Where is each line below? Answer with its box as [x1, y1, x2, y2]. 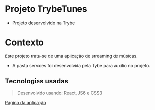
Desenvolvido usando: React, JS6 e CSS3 [17, 90, 103, 96]
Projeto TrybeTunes [5, 3, 87, 15]
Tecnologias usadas [5, 77, 68, 85]
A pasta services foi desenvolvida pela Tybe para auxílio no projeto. [12, 62, 151, 68]
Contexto [5, 37, 44, 48]
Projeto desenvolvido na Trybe [12, 20, 75, 26]
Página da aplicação [5, 99, 46, 105]
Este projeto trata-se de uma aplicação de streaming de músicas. [5, 53, 138, 59]
